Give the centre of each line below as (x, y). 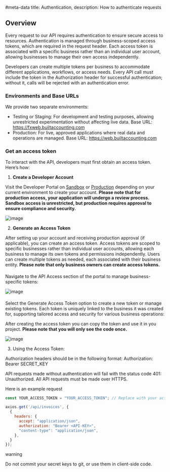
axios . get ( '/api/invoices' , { (37, 407)
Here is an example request (34, 389)
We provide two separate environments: (47, 107)
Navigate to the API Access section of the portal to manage (67, 276)
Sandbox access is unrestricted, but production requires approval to (78, 203)
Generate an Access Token (41, 228)
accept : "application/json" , (49, 421)
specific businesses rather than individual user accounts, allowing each (80, 249)
